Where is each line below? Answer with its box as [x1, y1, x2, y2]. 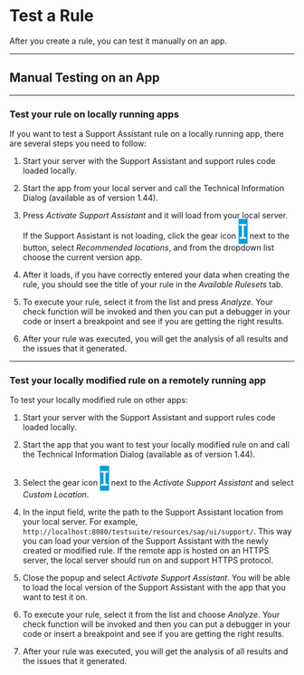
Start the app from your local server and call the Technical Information [22, 183, 285, 194]
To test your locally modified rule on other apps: [9, 395, 188, 406]
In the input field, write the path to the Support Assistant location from [22, 506, 283, 517]
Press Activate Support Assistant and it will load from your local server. [22, 210, 288, 221]
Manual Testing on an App [9, 70, 160, 86]
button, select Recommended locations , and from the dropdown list [22, 242, 274, 254]
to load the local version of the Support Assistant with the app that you [22, 582, 287, 593]
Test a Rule [9, 5, 94, 26]
